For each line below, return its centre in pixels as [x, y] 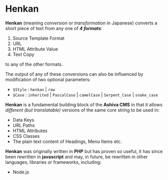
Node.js [21, 172]
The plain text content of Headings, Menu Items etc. [67, 141]
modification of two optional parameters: [48, 79]
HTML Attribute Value [35, 49]
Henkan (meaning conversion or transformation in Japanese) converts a [81, 23]
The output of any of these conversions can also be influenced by [74, 74]
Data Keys [23, 119]
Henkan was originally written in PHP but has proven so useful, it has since [84, 151]
